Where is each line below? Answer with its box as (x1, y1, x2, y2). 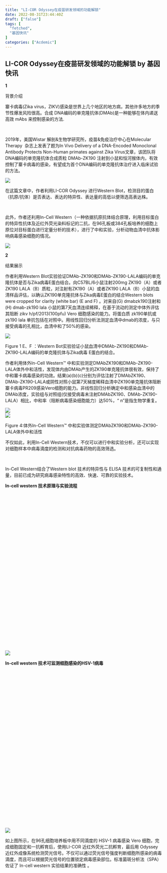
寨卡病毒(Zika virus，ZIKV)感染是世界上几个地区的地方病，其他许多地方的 (5, 103, 156, 109)
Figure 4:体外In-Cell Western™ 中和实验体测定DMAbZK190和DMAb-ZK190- (5, 422, 158, 428)
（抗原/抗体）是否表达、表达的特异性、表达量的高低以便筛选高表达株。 (5, 193, 151, 200)
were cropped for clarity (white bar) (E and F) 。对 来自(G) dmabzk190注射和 (5, 298, 161, 304)
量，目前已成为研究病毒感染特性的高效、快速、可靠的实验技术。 (5, 472, 136, 478)
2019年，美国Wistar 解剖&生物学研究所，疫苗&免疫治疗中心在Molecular (5, 136, 152, 142)
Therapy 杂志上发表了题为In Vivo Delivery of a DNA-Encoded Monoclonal (5, 142, 157, 148)
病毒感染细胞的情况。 (9, 233, 53, 239)
